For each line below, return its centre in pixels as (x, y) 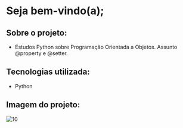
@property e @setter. (41, 53)
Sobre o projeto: (37, 33)
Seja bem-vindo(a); (55, 11)
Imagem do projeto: (43, 105)
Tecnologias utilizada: (48, 72)
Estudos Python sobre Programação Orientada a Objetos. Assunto (96, 47)
